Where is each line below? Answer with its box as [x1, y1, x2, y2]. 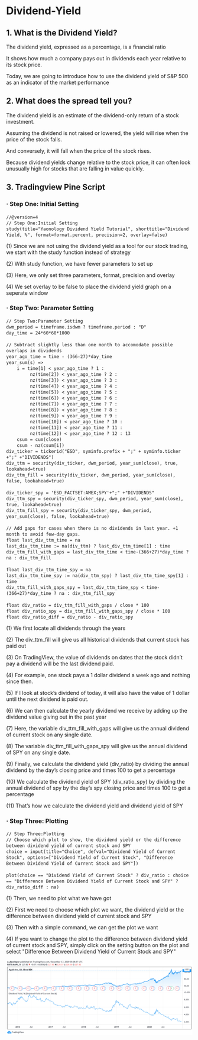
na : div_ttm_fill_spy [59, 590, 115, 596]
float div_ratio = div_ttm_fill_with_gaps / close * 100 [6, 602, 150, 608]
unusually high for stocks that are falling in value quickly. [6, 165, 144, 172]
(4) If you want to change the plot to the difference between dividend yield [6, 935, 188, 942]
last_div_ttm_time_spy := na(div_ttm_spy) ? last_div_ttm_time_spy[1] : [6, 572, 189, 578]
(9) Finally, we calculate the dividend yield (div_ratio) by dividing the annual [6, 760, 189, 767]
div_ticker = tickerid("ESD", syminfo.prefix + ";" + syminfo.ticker [6, 448, 181, 454]
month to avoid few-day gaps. [6, 531, 81, 537]
